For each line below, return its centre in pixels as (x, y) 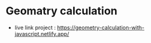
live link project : (35, 27)
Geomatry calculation (62, 11)
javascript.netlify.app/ (42, 33)
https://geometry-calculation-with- (101, 27)
